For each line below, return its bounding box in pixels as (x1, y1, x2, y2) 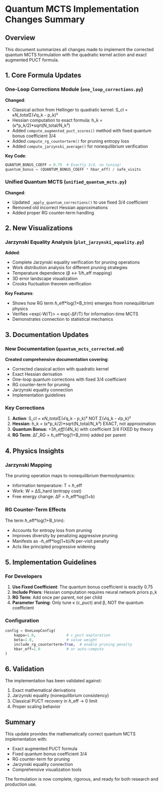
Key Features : (5, 290, 34, 296)
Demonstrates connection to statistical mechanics (12, 316, 114, 322)
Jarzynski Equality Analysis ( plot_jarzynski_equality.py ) (5, 239, 144, 245)
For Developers (5, 573, 43, 579)
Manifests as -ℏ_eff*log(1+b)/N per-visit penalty (12, 538, 109, 544)
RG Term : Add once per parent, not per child (12, 594, 102, 601)
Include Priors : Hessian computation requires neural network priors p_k (12, 589, 158, 595)
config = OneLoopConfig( (5, 628, 56, 633)
